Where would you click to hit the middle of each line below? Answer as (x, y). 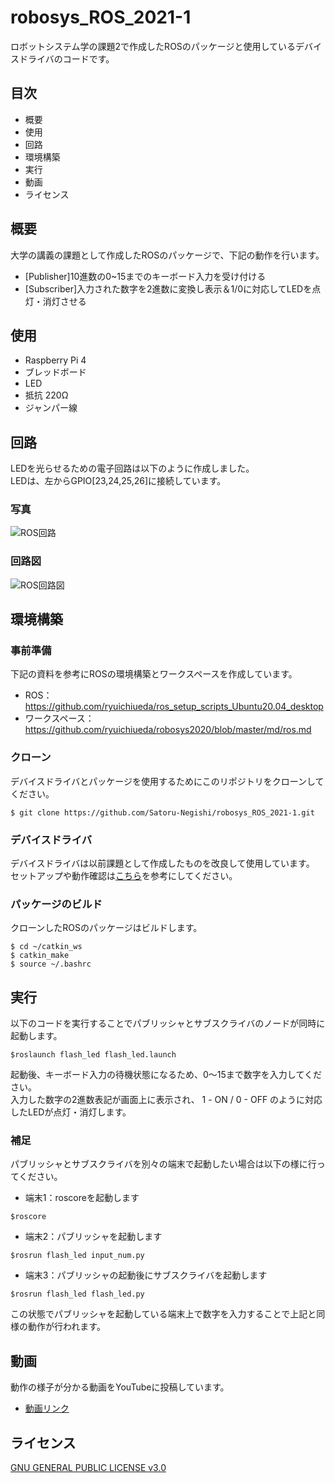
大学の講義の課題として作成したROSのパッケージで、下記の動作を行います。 (167, 255)
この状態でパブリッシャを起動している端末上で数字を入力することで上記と (163, 1314)
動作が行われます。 (66, 1327)
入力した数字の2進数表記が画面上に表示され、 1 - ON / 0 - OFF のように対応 (166, 1100)
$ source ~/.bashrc (51, 964)
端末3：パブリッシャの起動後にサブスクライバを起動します (146, 1275)
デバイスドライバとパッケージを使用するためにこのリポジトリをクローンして (167, 781)
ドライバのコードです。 (66, 58)
